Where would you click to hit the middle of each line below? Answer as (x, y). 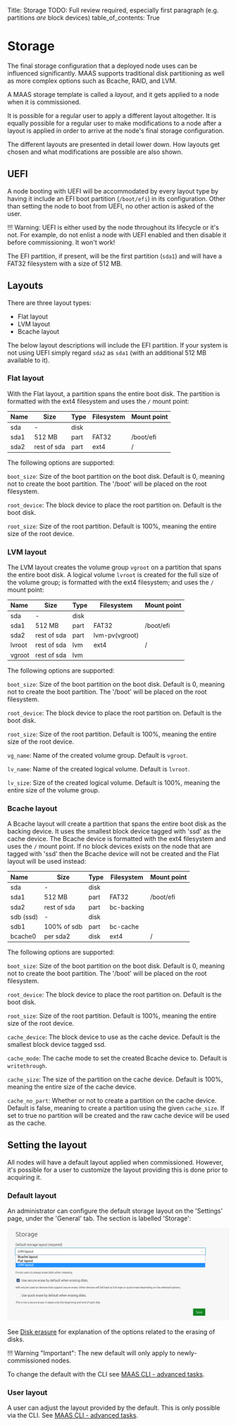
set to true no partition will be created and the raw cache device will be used (118, 1115)
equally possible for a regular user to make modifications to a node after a (114, 123)
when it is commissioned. (44, 102)
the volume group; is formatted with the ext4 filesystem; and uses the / (111, 582)
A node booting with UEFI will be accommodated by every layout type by (113, 191)
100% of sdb (63, 927)
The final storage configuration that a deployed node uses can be (102, 66)
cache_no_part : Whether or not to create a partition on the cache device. (112, 1100)
